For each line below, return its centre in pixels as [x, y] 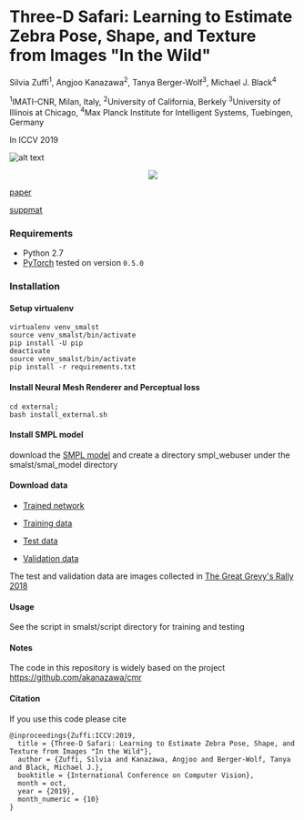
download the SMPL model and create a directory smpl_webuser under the [150, 455]
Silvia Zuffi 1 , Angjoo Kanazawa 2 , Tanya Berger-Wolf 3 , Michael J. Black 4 [143, 81]
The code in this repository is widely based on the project [117, 668]
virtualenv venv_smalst [55, 328]
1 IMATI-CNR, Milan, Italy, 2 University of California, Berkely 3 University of [145, 100]
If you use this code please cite [68, 719]
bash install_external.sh [58, 415]
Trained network [53, 505]
